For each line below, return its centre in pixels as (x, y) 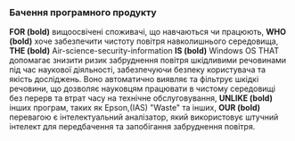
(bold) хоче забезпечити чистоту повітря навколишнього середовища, (144, 41)
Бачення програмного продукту (83, 12)
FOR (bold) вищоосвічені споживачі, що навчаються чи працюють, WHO (148, 32)
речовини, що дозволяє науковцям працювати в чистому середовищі (143, 89)
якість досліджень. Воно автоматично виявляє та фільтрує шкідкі (134, 79)
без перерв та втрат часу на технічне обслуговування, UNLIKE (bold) (141, 98)
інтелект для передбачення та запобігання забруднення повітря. (132, 127)
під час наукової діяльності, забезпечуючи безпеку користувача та (137, 70)
